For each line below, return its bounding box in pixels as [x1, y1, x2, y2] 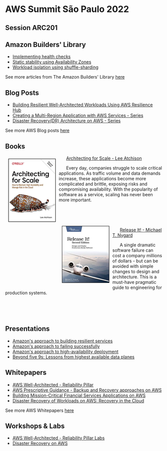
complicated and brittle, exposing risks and [59, 181, 148, 187]
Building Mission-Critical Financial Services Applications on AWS [12, 392, 146, 398]
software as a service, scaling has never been [59, 192, 153, 198]
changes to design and [112, 269, 160, 275]
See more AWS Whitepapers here [5, 407, 74, 413]
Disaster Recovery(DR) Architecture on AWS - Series [12, 118, 121, 124]
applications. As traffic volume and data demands [59, 170, 161, 176]
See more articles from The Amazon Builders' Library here [5, 74, 125, 80]
